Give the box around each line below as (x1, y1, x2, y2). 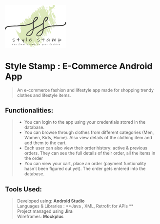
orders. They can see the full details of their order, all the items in (24, 150, 156, 156)
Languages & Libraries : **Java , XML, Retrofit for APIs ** (17, 203, 134, 209)
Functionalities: (5, 106, 54, 114)
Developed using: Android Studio (17, 198, 85, 204)
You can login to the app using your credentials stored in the (24, 119, 146, 125)
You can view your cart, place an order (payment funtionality (24, 161, 146, 167)
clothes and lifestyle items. (17, 92, 71, 98)
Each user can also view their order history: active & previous (24, 145, 148, 151)
